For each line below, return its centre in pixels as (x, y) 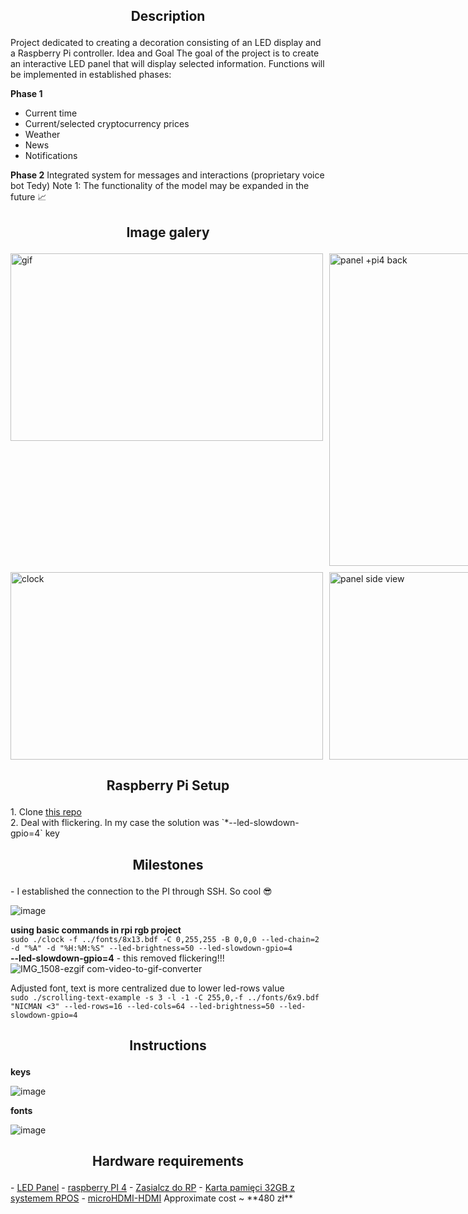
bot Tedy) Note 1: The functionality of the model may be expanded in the (160, 186)
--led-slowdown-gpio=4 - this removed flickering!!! (117, 958)
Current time (51, 113)
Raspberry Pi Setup (168, 785)
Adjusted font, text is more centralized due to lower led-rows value (147, 988)
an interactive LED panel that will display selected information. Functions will (167, 64)
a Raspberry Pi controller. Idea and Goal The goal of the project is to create (165, 53)
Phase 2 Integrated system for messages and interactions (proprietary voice (167, 175)
